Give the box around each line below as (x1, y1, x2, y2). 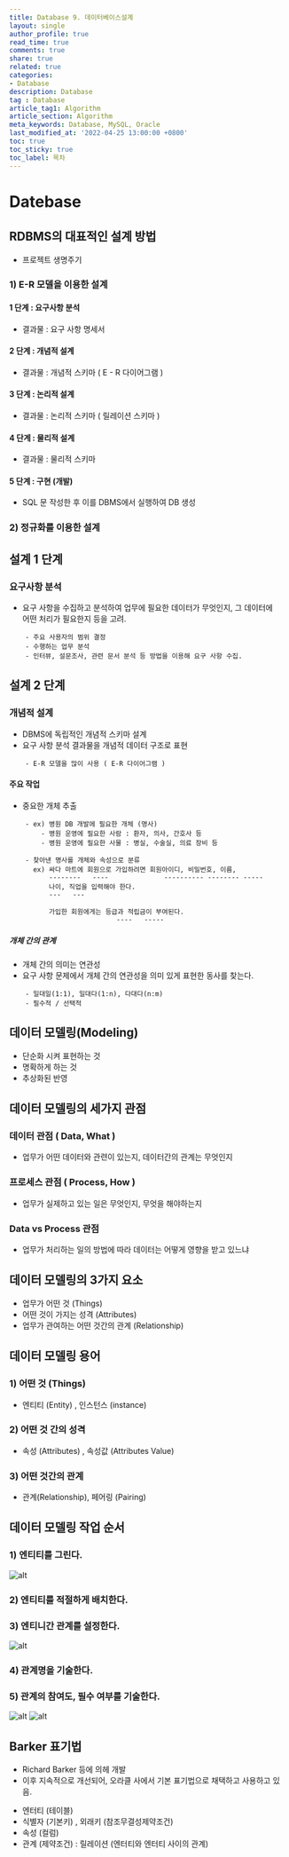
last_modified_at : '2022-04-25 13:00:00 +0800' (9, 129, 189, 138)
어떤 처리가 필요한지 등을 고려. (21, 613, 127, 624)
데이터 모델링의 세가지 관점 (9, 1102, 146, 1117)
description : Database (9, 87, 93, 96)
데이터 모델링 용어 (9, 1348, 101, 1363)
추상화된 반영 (21, 1072, 68, 1083)
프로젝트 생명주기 (21, 254, 82, 265)
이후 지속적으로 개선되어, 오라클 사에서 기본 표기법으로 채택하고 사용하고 (21, 1775, 271, 1786)
